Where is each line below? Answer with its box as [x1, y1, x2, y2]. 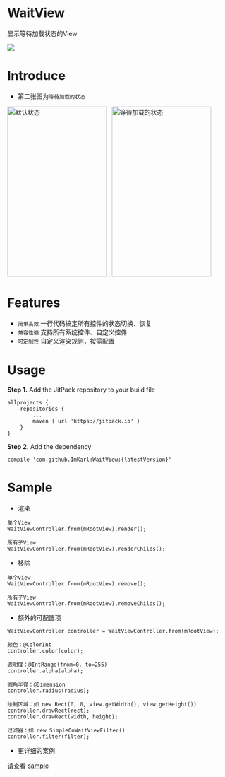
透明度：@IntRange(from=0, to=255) [7, 661, 108, 668]
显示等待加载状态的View [7, 29, 78, 37]
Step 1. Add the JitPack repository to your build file [7, 385, 155, 394]
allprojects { [7, 399, 49, 406]
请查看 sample [7, 761, 49, 770]
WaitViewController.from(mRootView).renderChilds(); [7, 545, 166, 552]
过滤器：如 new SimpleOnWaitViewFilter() [7, 727, 126, 734]
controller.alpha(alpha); [7, 667, 83, 674]
